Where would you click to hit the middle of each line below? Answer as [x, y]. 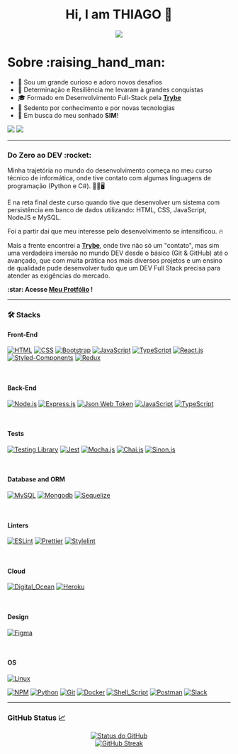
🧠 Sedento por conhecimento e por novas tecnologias [96, 108]
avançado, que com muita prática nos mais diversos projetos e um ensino [115, 261]
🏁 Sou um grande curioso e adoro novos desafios [90, 82]
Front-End [23, 334]
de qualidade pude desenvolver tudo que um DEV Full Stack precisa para [114, 268]
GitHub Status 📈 [36, 718]
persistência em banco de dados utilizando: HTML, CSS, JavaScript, [107, 210]
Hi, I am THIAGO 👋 [119, 15]
